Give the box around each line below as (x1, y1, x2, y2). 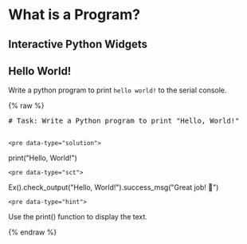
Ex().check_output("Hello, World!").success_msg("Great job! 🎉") (8, 183, 219, 192)
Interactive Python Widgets (8, 37, 147, 51)
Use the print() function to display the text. (8, 212, 147, 222)
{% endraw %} (8, 227, 57, 237)
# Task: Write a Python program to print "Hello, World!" (8, 116, 240, 125)
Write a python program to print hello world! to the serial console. (8, 85, 227, 95)
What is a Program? (8, 6, 141, 24)
